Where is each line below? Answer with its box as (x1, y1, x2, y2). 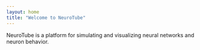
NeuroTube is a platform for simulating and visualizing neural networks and (6, 31, 195, 38)
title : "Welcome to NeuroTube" (6, 15, 86, 21)
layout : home (6, 9, 40, 15)
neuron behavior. (6, 38, 49, 45)
